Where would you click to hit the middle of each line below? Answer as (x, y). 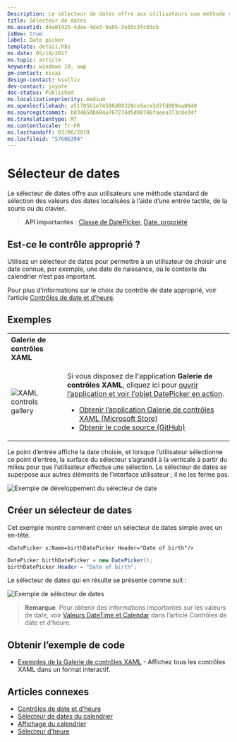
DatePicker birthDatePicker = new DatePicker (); (80, 560)
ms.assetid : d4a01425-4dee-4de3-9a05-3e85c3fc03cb (83, 27)
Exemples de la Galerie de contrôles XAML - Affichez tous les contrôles (121, 662)
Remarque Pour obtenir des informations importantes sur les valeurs (125, 608)
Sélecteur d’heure (43, 731)
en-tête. (19, 535)
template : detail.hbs (39, 47)
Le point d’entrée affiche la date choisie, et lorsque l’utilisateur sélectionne (115, 452)
